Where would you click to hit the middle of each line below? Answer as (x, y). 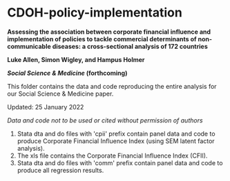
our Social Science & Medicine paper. (60, 94)
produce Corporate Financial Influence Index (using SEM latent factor (116, 141)
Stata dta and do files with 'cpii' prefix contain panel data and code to (116, 134)
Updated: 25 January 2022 (46, 107)
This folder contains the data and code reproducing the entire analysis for (112, 86)
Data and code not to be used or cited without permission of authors (105, 120)
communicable (29, 46)
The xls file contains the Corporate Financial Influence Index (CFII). (112, 156)
